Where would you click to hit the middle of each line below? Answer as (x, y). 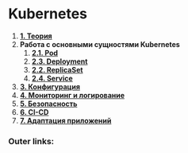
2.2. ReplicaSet (57, 69)
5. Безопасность (48, 104)
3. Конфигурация (50, 86)
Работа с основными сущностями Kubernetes (100, 44)
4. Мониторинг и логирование (72, 95)
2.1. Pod (44, 53)
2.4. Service (52, 78)
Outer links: (31, 141)
